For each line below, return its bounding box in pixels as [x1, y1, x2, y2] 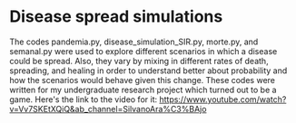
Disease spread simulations [9, 6, 223, 27]
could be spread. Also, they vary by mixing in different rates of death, [9, 55, 270, 66]
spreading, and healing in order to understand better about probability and [9, 65, 288, 76]
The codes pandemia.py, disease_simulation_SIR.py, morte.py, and [9, 36, 259, 47]
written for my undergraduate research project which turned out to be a [9, 84, 277, 95]
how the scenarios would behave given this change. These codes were [9, 74, 275, 85]
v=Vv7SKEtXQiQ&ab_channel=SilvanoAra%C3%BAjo [9, 103, 207, 114]
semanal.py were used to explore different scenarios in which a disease [9, 45, 278, 56]
